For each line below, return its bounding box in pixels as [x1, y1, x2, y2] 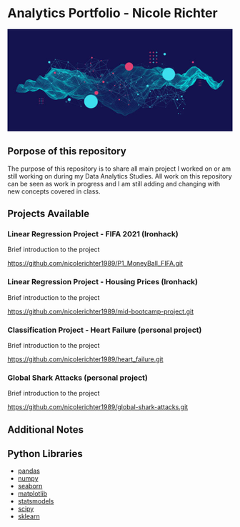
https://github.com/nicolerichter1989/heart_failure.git [7, 355, 164, 363]
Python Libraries [7, 448, 84, 460]
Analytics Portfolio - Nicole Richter [7, 5, 218, 21]
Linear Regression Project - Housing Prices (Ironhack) [7, 277, 199, 287]
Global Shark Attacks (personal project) [7, 373, 148, 383]
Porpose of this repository [7, 145, 126, 158]
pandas [17, 466, 41, 476]
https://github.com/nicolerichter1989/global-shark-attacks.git [7, 403, 189, 411]
